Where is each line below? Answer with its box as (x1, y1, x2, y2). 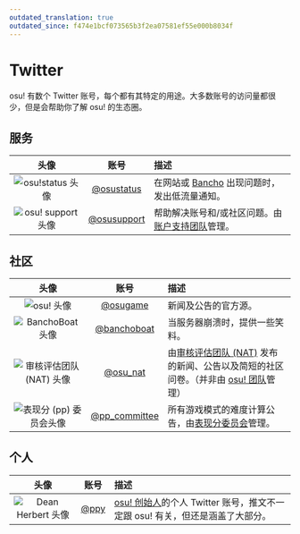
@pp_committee (90, 410, 159, 422)
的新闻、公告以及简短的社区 (167, 360, 284, 372)
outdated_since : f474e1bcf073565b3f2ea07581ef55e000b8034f (9, 21, 234, 30)
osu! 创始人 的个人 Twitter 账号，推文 (113, 496, 267, 508)
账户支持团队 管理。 (153, 220, 235, 233)
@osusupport (87, 213, 146, 225)
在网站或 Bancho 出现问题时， (153, 176, 280, 189)
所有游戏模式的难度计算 (167, 403, 266, 416)
